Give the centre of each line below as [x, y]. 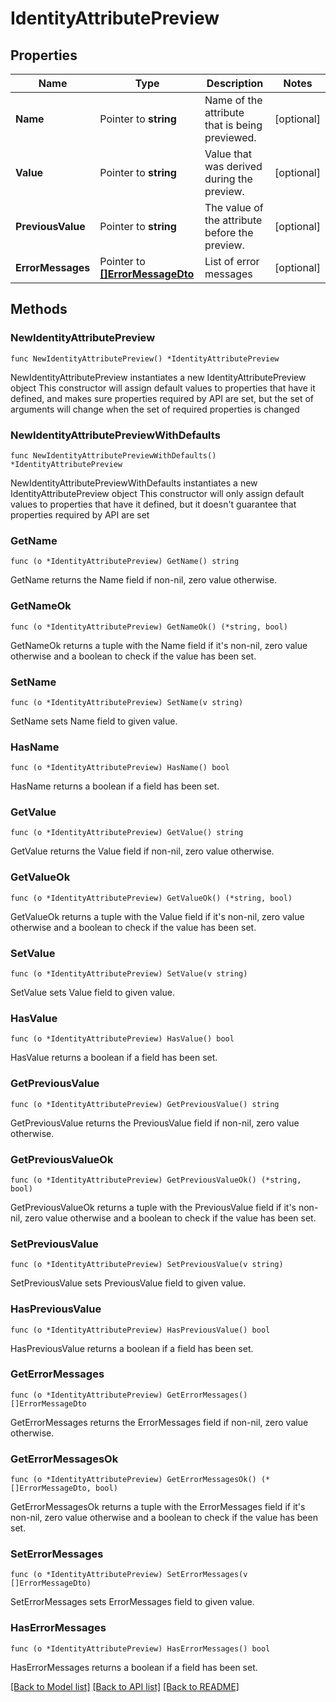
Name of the [233, 100]
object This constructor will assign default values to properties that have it [163, 388]
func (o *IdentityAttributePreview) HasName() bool [120, 768]
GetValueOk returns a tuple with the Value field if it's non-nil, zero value [157, 916]
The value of [234, 207]
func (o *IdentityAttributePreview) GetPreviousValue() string [145, 1104]
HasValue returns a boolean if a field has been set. [114, 1058]
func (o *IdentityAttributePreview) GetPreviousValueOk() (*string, [156, 1180]
